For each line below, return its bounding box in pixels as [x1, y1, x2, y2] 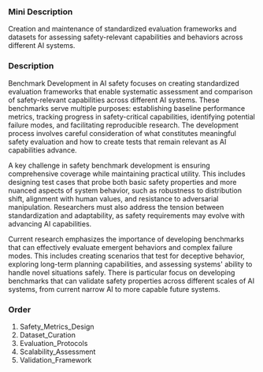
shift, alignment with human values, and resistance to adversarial [8, 193, 219, 203]
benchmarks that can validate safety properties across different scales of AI [8, 276, 255, 285]
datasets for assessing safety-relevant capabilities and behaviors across [8, 32, 243, 42]
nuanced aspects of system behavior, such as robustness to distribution [8, 186, 243, 195]
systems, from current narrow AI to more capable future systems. [8, 284, 220, 293]
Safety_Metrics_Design [19, 322, 94, 331]
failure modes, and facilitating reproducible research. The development [8, 120, 239, 130]
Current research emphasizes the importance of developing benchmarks [8, 234, 245, 244]
